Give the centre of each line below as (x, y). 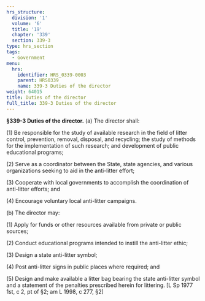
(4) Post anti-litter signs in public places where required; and (83, 267)
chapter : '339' (31, 35)
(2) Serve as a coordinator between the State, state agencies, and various (100, 164)
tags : (13, 52)
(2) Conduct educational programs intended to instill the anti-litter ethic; (97, 243)
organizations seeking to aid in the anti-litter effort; (71, 170)
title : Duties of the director (46, 97)
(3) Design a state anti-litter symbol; (52, 254)
